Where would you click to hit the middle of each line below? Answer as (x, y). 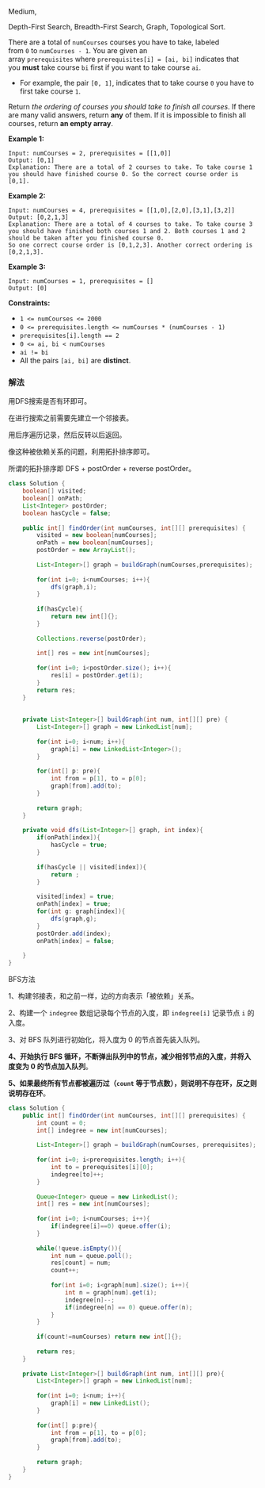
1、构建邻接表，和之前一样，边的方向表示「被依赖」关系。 (103, 996)
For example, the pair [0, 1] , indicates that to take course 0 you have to (137, 83)
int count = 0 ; (62, 1123)
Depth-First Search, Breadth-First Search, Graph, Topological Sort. (117, 27)
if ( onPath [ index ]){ (69, 838)
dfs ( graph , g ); (74, 918)
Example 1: (26, 139)
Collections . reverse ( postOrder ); (92, 639)
